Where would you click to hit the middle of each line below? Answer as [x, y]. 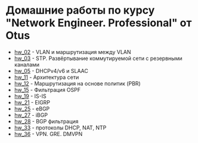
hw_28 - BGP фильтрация [46, 121]
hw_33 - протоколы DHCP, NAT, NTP [60, 128]
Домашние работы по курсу [80, 10]
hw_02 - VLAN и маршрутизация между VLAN [73, 52]
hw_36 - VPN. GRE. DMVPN [48, 134]
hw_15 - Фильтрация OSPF [47, 90]
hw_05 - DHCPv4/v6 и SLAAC [51, 71]
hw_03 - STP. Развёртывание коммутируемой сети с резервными [98, 58]
